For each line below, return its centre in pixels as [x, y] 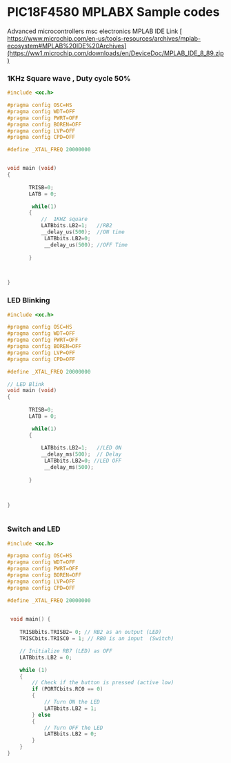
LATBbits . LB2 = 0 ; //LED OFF [83, 461]
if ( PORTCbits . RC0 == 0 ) [68, 689]
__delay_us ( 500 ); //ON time [83, 232]
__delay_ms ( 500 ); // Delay [81, 454]
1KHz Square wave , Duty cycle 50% [69, 78]
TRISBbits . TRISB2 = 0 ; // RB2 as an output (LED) [91, 632]
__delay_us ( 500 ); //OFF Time [86, 245]
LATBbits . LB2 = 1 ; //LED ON [81, 448]
